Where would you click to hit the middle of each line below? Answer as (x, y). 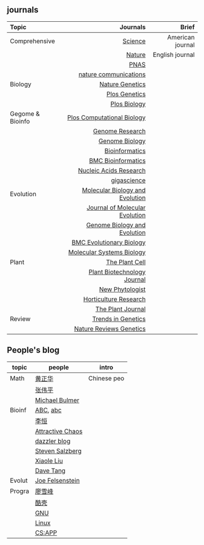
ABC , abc (48, 410)
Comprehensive (32, 41)
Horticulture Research (114, 299)
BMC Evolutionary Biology (109, 242)
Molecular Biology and (114, 190)
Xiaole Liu (49, 461)
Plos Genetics (126, 94)
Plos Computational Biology (106, 117)
